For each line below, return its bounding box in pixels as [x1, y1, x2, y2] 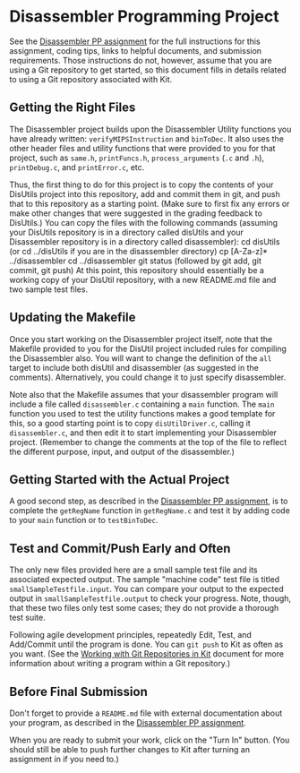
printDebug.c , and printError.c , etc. [9, 161, 145, 172]
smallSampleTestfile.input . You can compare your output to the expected [9, 584, 284, 595]
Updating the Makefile [9, 310, 136, 325]
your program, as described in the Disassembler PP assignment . [9, 717, 246, 727]
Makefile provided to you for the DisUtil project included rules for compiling [9, 343, 287, 354]
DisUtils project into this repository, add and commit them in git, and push [9, 188, 280, 199]
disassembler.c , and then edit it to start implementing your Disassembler [9, 427, 278, 438]
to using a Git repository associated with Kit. [9, 73, 173, 84]
